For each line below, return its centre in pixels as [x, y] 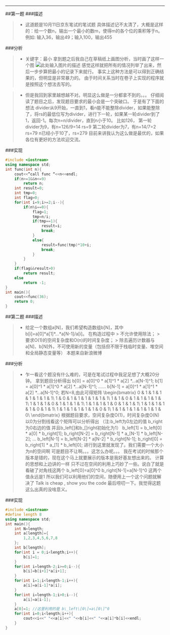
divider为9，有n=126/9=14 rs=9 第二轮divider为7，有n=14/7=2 [91, 127]
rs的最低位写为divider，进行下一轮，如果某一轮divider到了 [99, 114]
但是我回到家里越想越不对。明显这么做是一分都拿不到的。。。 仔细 [92, 95]
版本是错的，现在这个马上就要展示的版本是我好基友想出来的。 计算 [95, 457]
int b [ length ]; [30, 548]
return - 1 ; [35, 282]
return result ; [39, 273]
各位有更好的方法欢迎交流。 [54, 139]
